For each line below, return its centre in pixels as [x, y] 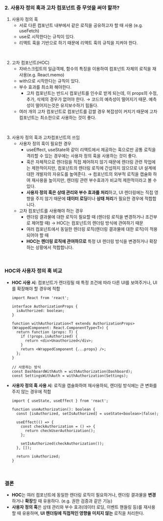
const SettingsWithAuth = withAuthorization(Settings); [70, 376]
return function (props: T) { [47, 332]
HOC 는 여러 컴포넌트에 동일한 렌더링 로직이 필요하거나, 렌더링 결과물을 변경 [84, 495]
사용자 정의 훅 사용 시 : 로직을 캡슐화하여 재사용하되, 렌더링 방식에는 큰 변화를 [84, 385]
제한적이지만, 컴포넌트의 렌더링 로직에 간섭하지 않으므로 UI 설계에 [94, 168]
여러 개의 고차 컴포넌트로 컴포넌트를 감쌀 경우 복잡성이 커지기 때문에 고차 [88, 111]
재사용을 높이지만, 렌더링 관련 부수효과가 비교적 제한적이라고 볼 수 [94, 180]
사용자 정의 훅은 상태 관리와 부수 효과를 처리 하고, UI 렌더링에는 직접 [90, 193]
